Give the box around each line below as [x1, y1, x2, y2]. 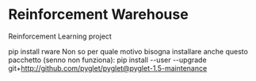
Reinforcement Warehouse [8, 6, 189, 24]
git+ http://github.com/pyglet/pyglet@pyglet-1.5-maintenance [8, 63, 208, 72]
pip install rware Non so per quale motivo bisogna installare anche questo [8, 46, 248, 56]
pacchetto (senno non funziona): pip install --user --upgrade [8, 55, 208, 64]
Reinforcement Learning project [8, 31, 113, 41]
